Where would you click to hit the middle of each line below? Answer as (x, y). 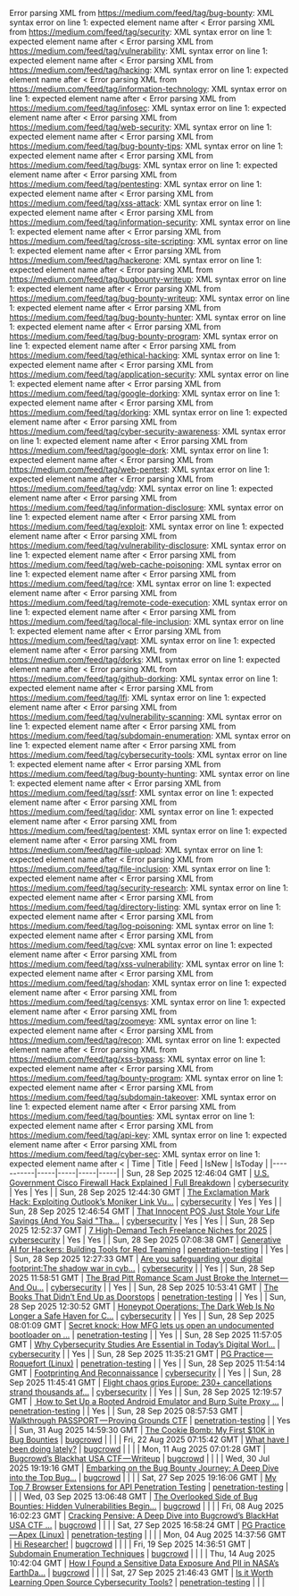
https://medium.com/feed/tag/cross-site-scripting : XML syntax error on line (149, 241)
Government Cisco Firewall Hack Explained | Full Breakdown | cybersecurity (149, 1182)
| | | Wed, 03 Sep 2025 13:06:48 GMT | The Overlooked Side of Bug (134, 1497)
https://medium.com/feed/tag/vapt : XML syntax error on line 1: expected (142, 640)
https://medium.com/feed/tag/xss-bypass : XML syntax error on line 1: (137, 1059)
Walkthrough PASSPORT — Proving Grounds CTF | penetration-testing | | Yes (150, 1421)
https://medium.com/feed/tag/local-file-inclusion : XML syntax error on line (146, 622)
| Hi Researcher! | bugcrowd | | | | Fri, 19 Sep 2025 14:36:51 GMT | (130, 1544)
